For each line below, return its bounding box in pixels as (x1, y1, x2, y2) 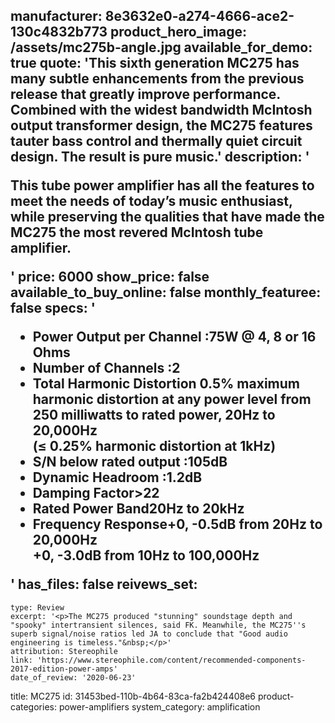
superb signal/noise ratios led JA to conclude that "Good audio (10, 629, 288, 639)
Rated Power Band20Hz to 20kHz (32, 500, 245, 518)
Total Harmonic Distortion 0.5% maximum (32, 375, 300, 393)
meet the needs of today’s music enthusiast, (10, 193, 293, 210)
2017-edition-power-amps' (10, 664, 118, 674)
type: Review (10, 602, 65, 613)
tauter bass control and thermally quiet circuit (10, 133, 303, 150)
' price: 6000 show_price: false (10, 269, 210, 286)
